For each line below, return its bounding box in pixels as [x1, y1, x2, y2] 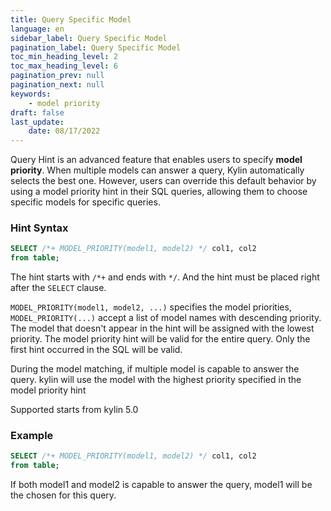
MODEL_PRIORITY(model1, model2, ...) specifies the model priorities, [10, 301, 292, 313]
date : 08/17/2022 [28, 126, 101, 136]
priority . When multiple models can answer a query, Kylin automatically [10, 164, 305, 176]
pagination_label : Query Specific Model [10, 42, 182, 53]
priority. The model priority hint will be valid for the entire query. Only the [10, 333, 311, 345]
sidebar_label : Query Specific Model [10, 33, 168, 43]
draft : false [10, 107, 65, 118]
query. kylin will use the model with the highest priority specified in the [10, 374, 302, 386]
